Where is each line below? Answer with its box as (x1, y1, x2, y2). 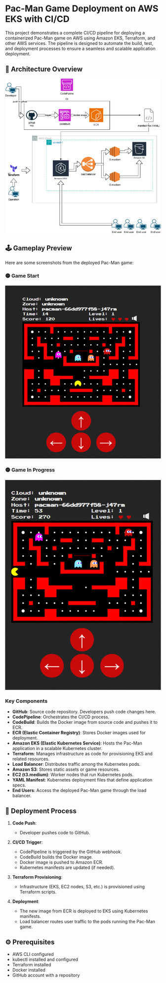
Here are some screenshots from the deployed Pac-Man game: (5, 260, 134, 266)
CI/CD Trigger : (12, 839, 43, 845)
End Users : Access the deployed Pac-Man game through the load (12, 787, 147, 793)
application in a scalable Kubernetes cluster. (12, 746, 103, 751)
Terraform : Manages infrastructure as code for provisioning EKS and (12, 751, 153, 757)
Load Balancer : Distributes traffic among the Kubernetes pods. (12, 761, 141, 767)
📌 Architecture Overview (5, 65, 83, 74)
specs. (12, 782, 26, 788)
